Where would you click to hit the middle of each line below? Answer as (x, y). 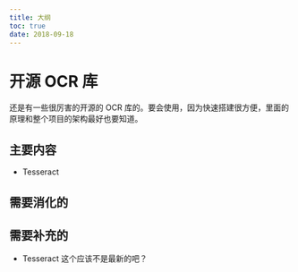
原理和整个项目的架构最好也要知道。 (76, 119)
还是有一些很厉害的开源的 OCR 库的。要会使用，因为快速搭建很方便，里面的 (149, 107)
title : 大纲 (30, 17)
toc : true (28, 26)
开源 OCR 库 (54, 81)
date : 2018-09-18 (42, 34)
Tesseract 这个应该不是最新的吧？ (85, 259)
